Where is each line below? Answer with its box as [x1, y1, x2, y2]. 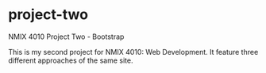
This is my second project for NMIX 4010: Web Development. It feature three [8, 47, 259, 56]
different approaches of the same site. [8, 56, 133, 65]
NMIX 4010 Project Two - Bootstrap [8, 32, 125, 41]
